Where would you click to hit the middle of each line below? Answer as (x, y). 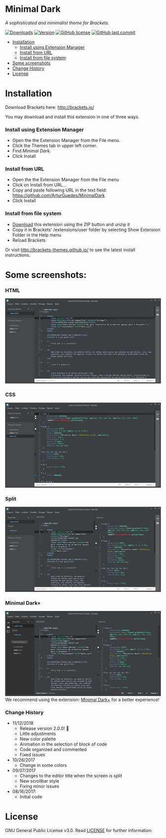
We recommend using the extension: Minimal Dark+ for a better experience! (82, 699)
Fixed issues (32, 755)
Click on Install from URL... (39, 185)
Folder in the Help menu (37, 235)
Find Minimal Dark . (32, 151)
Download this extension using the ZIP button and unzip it (71, 224)
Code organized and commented (53, 749)
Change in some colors (43, 765)
